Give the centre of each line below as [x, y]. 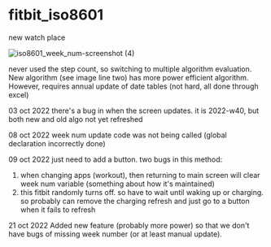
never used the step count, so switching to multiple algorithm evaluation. [130, 69]
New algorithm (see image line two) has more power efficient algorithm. [129, 77]
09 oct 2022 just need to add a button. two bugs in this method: [115, 159]
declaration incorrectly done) [57, 143]
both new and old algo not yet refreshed [76, 119]
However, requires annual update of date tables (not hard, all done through [133, 86]
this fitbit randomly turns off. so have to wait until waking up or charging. [142, 192]
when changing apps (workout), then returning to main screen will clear [140, 175]
